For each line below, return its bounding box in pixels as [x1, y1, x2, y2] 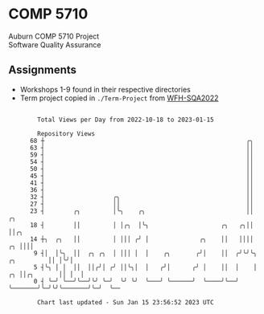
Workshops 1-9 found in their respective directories [19, 84, 191, 94]
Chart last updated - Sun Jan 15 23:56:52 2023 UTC [37, 298, 215, 306]
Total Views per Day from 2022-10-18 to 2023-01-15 [37, 116, 215, 124]
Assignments [8, 63, 77, 77]
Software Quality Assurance [8, 39, 101, 49]
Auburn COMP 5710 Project [8, 31, 100, 41]
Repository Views [37, 129, 95, 137]
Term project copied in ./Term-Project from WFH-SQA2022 [19, 93, 219, 103]
